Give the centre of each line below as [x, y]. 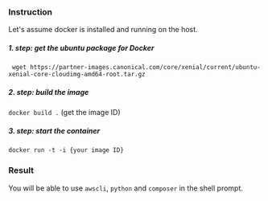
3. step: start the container [54, 130]
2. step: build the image [49, 92]
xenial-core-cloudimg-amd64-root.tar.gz [77, 75]
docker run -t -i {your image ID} [66, 150]
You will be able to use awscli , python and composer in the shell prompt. [126, 188]
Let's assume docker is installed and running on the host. [103, 30]
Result [21, 170]
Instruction [31, 12]
